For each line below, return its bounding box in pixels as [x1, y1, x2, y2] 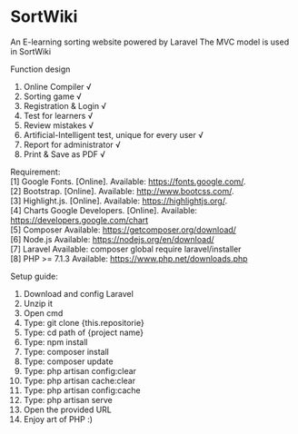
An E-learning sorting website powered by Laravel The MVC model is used [10, 36, 290, 47]
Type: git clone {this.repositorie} [23, 317, 144, 328]
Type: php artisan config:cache [23, 384, 141, 396]
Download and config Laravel [23, 288, 134, 299]
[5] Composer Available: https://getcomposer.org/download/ [10, 224, 237, 235]
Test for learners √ [23, 110, 94, 121]
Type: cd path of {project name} [23, 327, 144, 338]
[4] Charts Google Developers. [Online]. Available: [10, 204, 198, 215]
